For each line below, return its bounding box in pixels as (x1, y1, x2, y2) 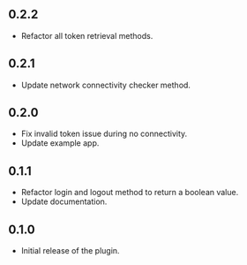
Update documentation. (20, 196, 108, 207)
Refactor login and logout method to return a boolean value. (20, 187, 239, 198)
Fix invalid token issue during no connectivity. (20, 128, 188, 140)
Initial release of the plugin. (20, 246, 120, 256)
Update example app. (20, 138, 100, 148)
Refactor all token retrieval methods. (20, 30, 153, 41)
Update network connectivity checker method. (20, 79, 191, 90)
